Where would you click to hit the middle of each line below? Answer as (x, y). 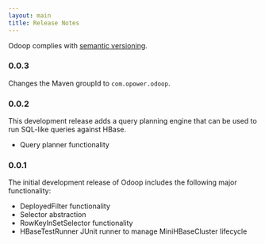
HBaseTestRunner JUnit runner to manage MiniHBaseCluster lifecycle (133, 231)
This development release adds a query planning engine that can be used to (133, 121)
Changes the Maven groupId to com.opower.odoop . (89, 83)
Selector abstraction (53, 215)
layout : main (30, 15)
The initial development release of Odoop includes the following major (123, 182)
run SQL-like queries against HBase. (67, 130)
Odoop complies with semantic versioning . (78, 45)
